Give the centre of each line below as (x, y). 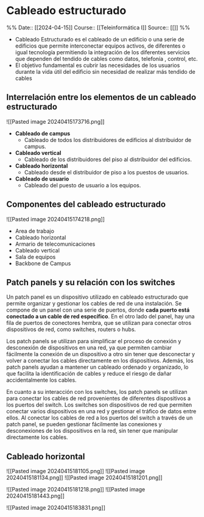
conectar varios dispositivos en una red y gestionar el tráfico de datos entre (101, 412)
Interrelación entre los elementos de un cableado (101, 97)
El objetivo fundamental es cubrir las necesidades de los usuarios (97, 65)
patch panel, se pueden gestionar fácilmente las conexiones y (84, 424)
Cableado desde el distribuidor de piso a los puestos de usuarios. (107, 172)
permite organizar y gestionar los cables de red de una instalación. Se (94, 304)
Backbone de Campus (43, 263)
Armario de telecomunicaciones (55, 244)
